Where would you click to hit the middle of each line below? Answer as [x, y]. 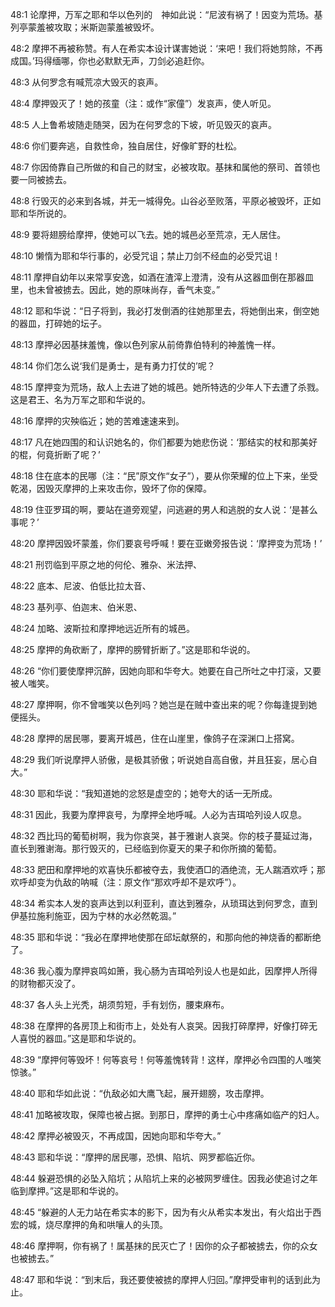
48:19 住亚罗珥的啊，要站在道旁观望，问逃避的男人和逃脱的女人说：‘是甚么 [164, 509]
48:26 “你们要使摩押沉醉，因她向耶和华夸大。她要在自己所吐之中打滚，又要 [166, 671]
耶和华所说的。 [41, 213]
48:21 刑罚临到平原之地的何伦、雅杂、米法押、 [106, 564]
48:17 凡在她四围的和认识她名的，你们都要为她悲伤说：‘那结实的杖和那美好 [164, 442]
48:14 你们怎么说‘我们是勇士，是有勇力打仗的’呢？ [113, 366]
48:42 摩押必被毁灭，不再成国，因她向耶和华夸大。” [116, 1136]
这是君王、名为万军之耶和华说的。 [80, 399]
